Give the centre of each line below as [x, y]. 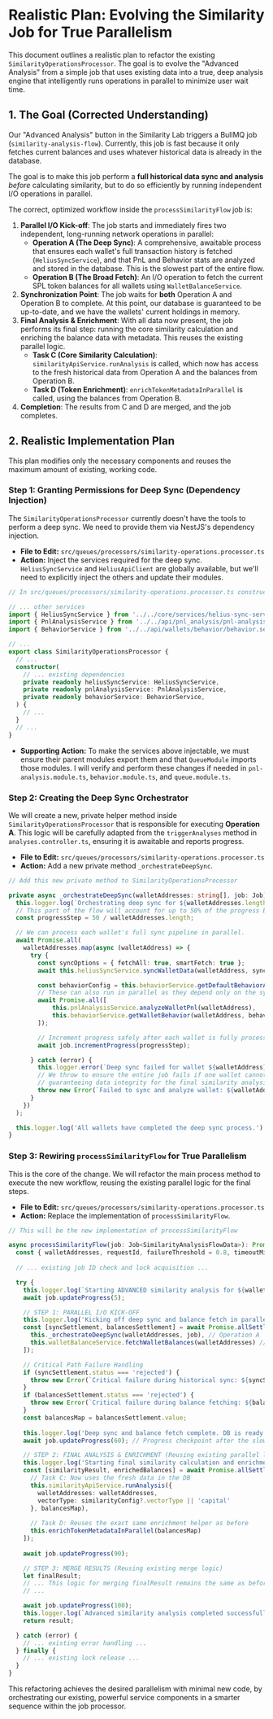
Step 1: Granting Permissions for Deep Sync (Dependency [125, 490]
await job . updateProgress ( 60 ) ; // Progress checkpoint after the [136, 1441]
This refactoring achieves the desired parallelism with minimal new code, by [135, 1689]
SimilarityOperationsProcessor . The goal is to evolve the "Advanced [124, 63]
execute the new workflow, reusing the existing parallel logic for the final [130, 1183]
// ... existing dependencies [74, 674]
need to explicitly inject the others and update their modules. [122, 577]
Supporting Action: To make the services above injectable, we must [134, 750]
